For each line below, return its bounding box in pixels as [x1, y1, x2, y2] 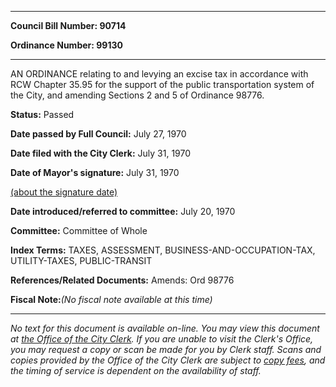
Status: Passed [10, 109, 75, 120]
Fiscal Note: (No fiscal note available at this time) [10, 294, 213, 305]
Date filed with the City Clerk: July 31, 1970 [10, 147, 192, 159]
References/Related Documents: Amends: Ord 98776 [10, 274, 235, 286]
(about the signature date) [10, 186, 118, 198]
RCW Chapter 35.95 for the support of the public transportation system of [10, 79, 315, 90]
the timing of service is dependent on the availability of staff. [10, 365, 262, 376]
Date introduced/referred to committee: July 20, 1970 [10, 206, 236, 217]
